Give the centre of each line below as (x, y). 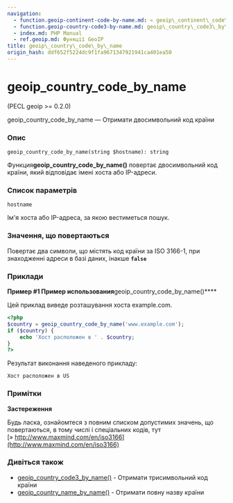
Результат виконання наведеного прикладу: (72, 363)
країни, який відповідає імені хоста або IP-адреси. (82, 173)
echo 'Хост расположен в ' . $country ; (77, 337)
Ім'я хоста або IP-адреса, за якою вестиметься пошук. (88, 218)
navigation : (24, 14)
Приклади (25, 276)
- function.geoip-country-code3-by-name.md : (79, 26)
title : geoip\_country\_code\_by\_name (65, 46)
